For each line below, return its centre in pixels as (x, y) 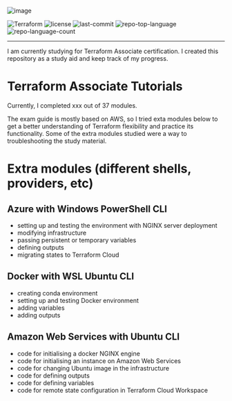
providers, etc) (50, 184)
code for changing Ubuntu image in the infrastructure (93, 368)
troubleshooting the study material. (57, 141)
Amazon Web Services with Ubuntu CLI (94, 337)
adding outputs (39, 315)
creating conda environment (57, 293)
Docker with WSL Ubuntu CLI (71, 276)
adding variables (41, 308)
